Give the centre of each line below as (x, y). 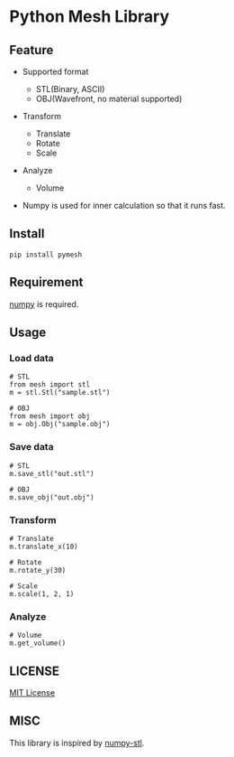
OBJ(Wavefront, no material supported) (109, 98)
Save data (31, 447)
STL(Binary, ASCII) (70, 89)
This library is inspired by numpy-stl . (77, 743)
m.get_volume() (38, 643)
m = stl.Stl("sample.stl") (60, 393)
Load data (31, 358)
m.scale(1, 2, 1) (42, 593)
